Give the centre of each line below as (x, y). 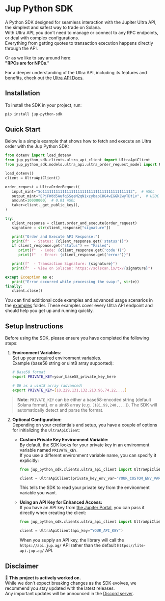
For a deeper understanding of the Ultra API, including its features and (76, 72)
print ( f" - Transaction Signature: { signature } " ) (65, 264)
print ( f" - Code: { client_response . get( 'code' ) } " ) (72, 250)
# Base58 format (29, 372)
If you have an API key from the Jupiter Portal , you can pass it (82, 508)
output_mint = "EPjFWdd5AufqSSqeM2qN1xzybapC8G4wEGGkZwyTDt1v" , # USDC (85, 196)
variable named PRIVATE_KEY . (48, 450)
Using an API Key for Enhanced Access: (61, 502)
